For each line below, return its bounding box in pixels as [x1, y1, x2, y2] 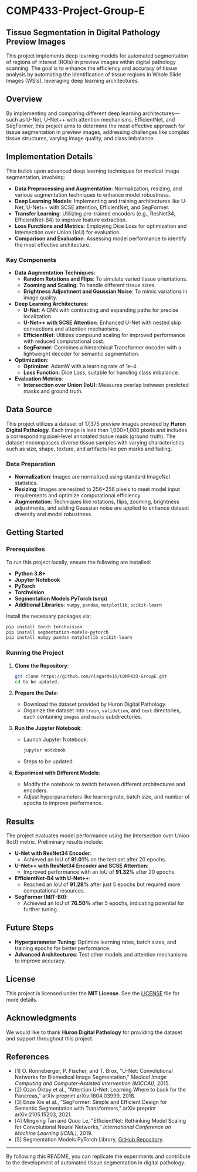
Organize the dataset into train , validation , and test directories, [23, 707, 181, 714]
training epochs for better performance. [14, 944, 111, 952]
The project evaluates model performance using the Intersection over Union [6, 832, 189, 839]
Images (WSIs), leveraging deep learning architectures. [6, 78, 140, 84]
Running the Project [6, 649, 64, 657]
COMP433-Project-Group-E [6, 4, 145, 18]
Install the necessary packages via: [6, 612, 91, 619]
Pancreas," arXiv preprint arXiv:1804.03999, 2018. [14, 1092, 136, 1099]
